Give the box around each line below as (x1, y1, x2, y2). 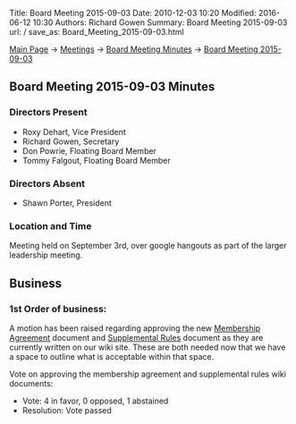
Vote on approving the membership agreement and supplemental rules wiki (9, 369, 286, 379)
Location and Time (9, 219, 92, 232)
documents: (9, 377, 54, 388)
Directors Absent (9, 177, 86, 190)
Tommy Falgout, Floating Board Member (21, 155, 172, 165)
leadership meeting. (9, 250, 83, 260)
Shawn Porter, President (21, 197, 112, 208)
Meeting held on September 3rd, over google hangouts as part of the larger (9, 241, 287, 251)
